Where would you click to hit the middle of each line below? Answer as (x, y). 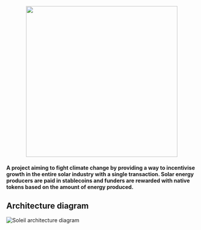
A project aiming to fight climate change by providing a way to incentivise (101, 168)
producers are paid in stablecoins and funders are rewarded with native (98, 180)
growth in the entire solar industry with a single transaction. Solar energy (100, 174)
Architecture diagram (48, 206)
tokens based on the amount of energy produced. (70, 187)
